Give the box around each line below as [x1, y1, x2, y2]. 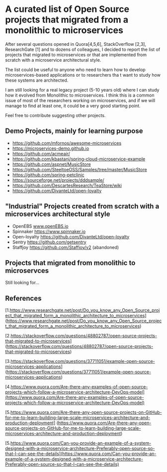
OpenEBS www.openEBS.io [12, 223, 69, 229]
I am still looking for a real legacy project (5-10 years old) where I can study [5, 87, 160, 93]
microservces [5, 266, 49, 275]
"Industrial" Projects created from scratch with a [5, 202, 160, 211]
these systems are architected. [5, 77, 69, 83]
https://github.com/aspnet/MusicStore [12, 161, 91, 167]
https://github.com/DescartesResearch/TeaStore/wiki [12, 182, 122, 188]
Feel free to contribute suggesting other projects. [5, 112, 106, 118]
